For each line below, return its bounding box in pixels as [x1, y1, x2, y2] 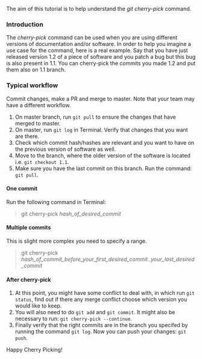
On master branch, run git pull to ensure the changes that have [14, 113, 176, 120]
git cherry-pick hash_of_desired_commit [21, 210, 122, 217]
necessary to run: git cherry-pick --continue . [14, 315, 133, 323]
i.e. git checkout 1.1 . [14, 158, 69, 165]
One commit [6, 185, 38, 193]
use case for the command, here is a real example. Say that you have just [6, 47, 188, 54]
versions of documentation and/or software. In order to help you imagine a [6, 41, 191, 48]
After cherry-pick [6, 275, 51, 283]
